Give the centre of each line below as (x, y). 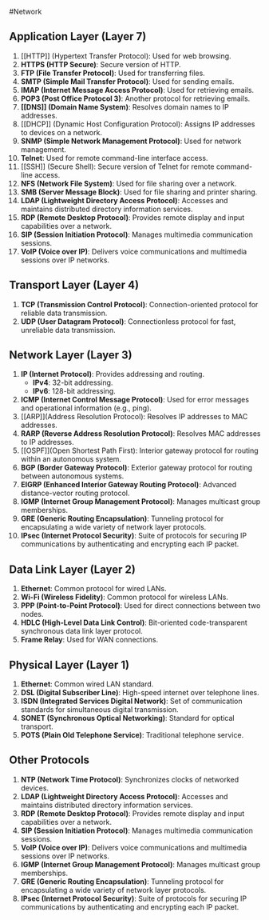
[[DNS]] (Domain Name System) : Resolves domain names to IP (125, 106)
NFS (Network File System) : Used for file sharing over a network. (129, 183)
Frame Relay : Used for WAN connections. (89, 640)
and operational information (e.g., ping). (86, 408)
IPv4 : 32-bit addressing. (73, 382)
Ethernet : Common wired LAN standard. (87, 684)
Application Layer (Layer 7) (78, 36)
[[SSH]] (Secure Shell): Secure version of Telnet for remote (117, 166)
